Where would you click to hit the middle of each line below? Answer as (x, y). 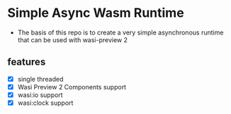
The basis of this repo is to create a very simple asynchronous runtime (120, 32)
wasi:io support (40, 95)
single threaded (40, 79)
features (27, 62)
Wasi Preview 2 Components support (72, 87)
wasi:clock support (45, 103)
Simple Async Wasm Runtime (96, 13)
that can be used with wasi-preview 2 (73, 39)
